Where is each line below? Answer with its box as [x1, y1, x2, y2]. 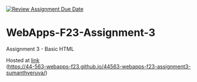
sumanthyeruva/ [6, 69, 46, 76]
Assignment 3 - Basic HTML [6, 45, 75, 52]
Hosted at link [6, 56, 40, 64]
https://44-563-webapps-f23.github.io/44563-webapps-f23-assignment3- [8, 63, 191, 70]
